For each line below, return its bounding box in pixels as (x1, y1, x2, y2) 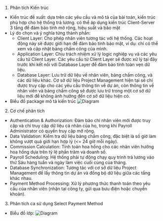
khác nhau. (9, 176, 33, 181)
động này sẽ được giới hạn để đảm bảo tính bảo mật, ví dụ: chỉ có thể (17, 41, 158, 46)
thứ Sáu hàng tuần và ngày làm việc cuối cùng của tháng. (9, 160, 127, 165)
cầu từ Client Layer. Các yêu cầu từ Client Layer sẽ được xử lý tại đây (17, 56, 158, 62)
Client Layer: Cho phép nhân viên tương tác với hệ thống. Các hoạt (17, 35, 153, 41)
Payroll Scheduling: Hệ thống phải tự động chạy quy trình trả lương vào (9, 154, 155, 160)
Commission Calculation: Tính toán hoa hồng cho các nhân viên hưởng (9, 144, 154, 149)
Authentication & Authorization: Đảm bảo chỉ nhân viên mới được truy (9, 118, 151, 123)
